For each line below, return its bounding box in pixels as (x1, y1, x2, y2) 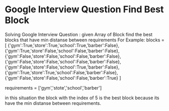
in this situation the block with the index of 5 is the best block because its (5, 95, 160, 101)
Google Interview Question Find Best (5, 4, 164, 15)
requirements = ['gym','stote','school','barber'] (5, 84, 102, 91)
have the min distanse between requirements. (5, 100, 101, 106)
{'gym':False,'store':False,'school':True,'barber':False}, (5, 64, 120, 70)
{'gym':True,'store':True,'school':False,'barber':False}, (5, 69, 118, 75)
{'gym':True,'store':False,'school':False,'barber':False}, (5, 48, 120, 54)
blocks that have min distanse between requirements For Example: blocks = (5, 37, 165, 43)
